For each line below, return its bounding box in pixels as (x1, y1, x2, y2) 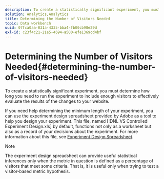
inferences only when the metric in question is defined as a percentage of (5, 157, 154, 164)
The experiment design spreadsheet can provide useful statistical (5, 153, 137, 158)
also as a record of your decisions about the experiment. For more (5, 128, 138, 134)
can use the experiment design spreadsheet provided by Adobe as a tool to (5, 113, 157, 119)
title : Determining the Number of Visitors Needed (5, 16, 110, 21)
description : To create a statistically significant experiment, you (5, 7, 150, 12)
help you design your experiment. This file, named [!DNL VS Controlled (5, 118, 148, 124)
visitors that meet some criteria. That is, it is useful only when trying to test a (5, 163, 159, 169)
